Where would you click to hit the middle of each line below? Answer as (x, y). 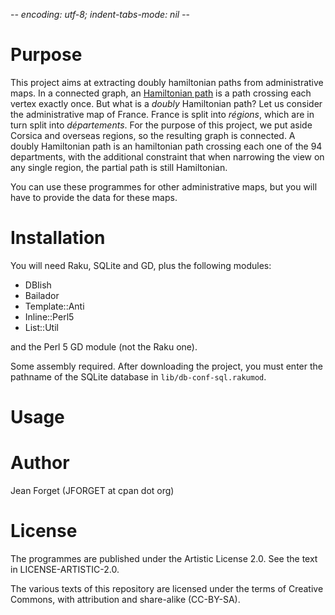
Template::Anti (54, 306)
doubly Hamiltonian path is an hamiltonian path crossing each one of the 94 (166, 146)
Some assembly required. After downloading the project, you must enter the (166, 366)
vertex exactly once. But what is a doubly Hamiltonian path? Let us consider (166, 103)
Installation (58, 238)
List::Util (41, 327)
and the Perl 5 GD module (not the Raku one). (104, 346)
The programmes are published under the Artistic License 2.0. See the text (164, 558)
